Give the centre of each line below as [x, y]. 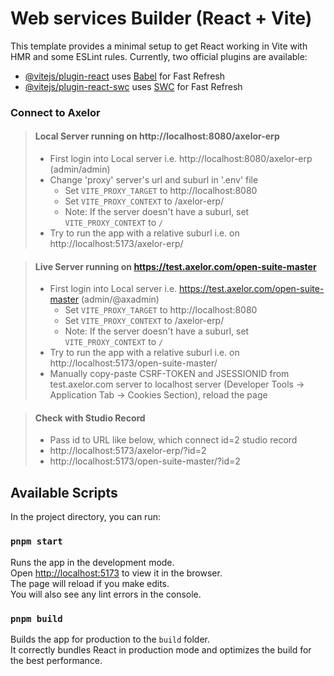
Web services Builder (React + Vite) [161, 18]
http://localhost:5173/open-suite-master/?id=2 [145, 461]
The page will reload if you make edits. [90, 583]
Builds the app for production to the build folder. [110, 639]
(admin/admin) [80, 169]
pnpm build [36, 618]
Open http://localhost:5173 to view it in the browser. [116, 573]
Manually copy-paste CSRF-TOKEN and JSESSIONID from [169, 374]
